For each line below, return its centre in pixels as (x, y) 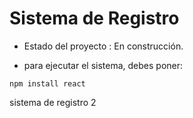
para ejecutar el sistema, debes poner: (103, 65)
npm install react (47, 83)
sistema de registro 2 (53, 102)
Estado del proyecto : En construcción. (103, 46)
